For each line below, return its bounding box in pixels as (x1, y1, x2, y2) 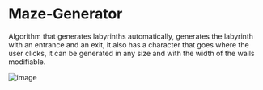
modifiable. (8, 57, 46, 67)
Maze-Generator (8, 5, 123, 23)
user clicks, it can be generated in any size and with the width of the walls (8, 48, 255, 58)
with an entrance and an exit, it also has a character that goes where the (8, 39, 249, 49)
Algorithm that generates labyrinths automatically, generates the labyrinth (8, 31, 253, 41)
